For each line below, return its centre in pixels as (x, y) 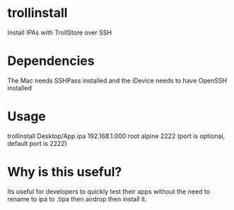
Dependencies (51, 61)
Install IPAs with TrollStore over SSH (59, 32)
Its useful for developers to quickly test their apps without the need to (109, 191)
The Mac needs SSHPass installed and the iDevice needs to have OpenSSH (117, 80)
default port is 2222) (37, 143)
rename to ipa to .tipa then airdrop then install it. (77, 199)
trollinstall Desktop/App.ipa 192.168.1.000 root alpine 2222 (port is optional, (116, 136)
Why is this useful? (65, 172)
